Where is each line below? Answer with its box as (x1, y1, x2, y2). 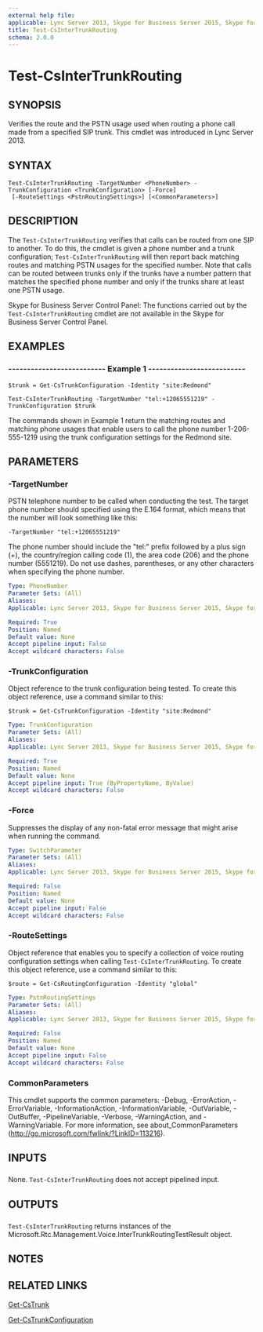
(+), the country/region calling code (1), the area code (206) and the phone (8, 550, 249, 560)
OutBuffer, (8, 1111, 41, 1121)
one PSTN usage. (8, 285, 65, 294)
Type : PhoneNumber (8, 582, 68, 590)
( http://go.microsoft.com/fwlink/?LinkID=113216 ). (8, 1128, 166, 1138)
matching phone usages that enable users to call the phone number (8, 424, 227, 433)
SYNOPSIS (8, 98, 62, 111)
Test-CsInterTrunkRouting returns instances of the (8, 1221, 171, 1231)
